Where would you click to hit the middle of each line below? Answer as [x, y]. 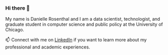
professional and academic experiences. [48, 47]
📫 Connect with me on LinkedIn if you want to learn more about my [76, 40]
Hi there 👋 [18, 8]
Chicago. [15, 30]
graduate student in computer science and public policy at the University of [84, 24]
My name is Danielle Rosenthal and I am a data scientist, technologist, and [83, 19]
